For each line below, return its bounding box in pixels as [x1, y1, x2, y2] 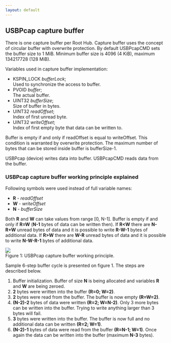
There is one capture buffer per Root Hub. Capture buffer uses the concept [5, 40, 163, 46]
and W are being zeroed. [12, 283, 65, 289]
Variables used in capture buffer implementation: [5, 66, 108, 72]
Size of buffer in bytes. [12, 103, 61, 109]
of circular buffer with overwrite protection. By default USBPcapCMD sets [5, 45, 160, 52]
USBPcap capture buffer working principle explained [5, 174, 139, 181]
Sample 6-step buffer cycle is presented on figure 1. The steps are [5, 262, 144, 268]
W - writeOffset [12, 200, 46, 207]
